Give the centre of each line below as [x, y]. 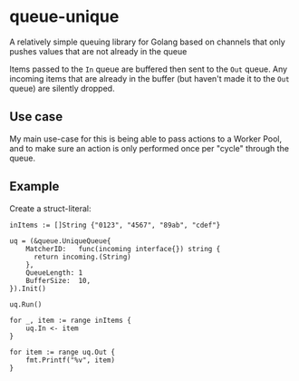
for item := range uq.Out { [63, 352]
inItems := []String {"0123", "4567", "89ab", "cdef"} [115, 225]
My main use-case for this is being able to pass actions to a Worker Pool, [146, 139]
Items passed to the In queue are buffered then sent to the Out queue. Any [149, 69]
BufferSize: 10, [58, 280]
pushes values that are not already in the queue [98, 51]
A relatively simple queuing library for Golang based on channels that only [147, 42]
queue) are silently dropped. [62, 88]
